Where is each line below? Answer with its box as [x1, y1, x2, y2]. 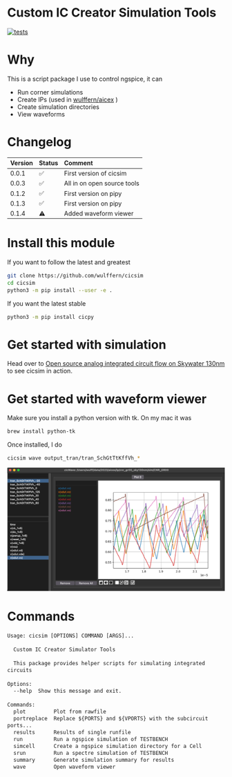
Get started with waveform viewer [7, 391, 207, 406]
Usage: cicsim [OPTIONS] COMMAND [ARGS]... [7, 633, 135, 640]
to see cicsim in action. [7, 367, 72, 375]
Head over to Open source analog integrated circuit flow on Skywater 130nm [7, 360, 225, 368]
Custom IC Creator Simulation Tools [7, 5, 217, 21]
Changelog [7, 135, 72, 150]
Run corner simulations [17, 88, 84, 96]
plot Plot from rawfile [13, 709, 107, 716]
